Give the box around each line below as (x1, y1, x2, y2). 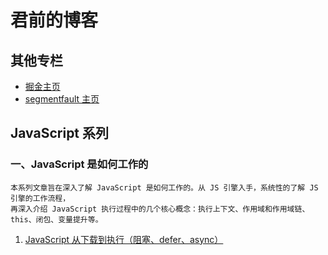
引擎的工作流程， (10, 193, 71, 203)
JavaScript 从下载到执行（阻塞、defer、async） (24, 233, 224, 245)
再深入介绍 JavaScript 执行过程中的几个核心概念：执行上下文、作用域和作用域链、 (10, 204, 310, 214)
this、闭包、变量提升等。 (10, 214, 103, 225)
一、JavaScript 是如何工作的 (10, 157, 149, 171)
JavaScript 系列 (10, 125, 110, 142)
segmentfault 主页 (24, 93, 100, 105)
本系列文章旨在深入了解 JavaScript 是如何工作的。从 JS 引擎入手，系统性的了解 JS (10, 182, 319, 193)
